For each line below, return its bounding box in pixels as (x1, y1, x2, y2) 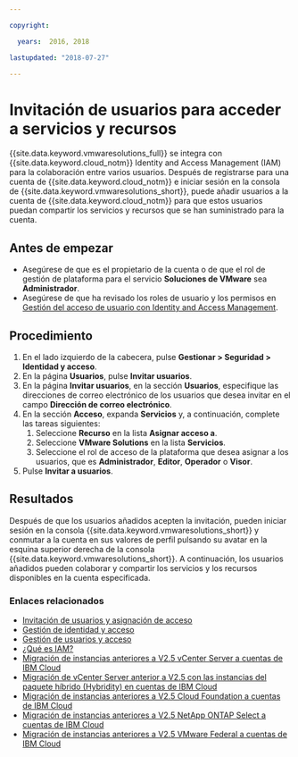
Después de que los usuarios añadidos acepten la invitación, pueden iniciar (9, 515, 287, 526)
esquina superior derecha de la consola (9, 543, 155, 554)
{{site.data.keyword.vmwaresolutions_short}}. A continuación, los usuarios (9, 553, 284, 564)
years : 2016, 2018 (17, 37, 90, 46)
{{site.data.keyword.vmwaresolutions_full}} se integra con (9, 148, 223, 159)
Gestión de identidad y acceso (21, 625, 135, 635)
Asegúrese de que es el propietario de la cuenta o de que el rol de (21, 265, 266, 275)
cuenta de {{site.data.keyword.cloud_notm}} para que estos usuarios (9, 196, 263, 206)
